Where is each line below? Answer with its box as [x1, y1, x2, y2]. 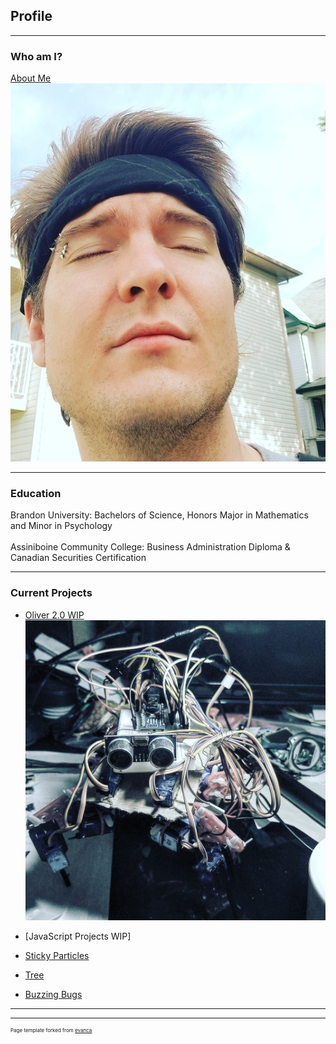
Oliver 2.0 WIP [24, 609, 85, 621]
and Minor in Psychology [10, 520, 113, 532]
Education [10, 487, 62, 501]
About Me [10, 72, 52, 84]
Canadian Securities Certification [10, 552, 147, 564]
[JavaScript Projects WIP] [24, 930, 132, 942]
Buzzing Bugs [24, 988, 83, 1000]
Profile [10, 8, 53, 25]
